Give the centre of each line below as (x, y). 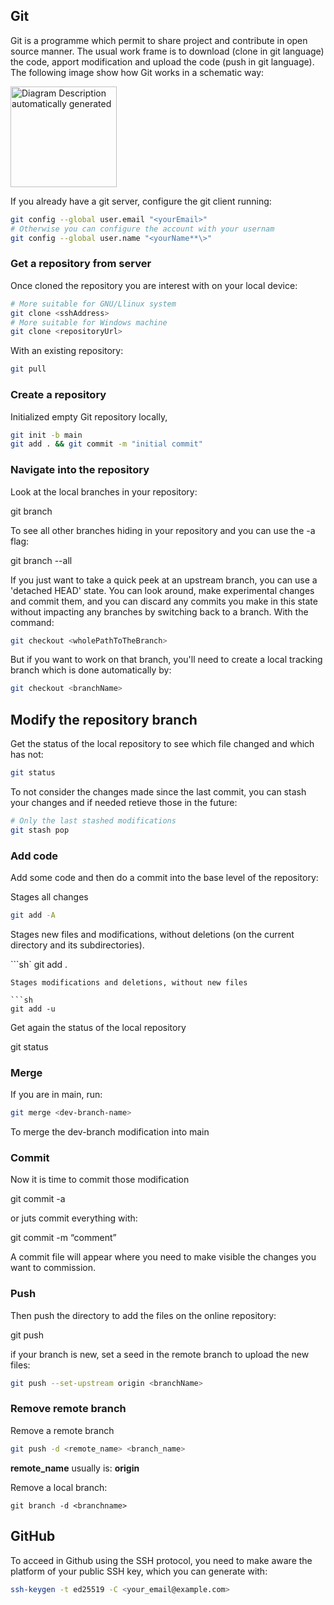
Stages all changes (49, 897)
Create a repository (58, 395)
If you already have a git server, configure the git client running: (141, 201)
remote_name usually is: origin (75, 1468)
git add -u (33, 1009)
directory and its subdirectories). (77, 945)
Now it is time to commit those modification (100, 1180)
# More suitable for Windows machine (89, 322)
